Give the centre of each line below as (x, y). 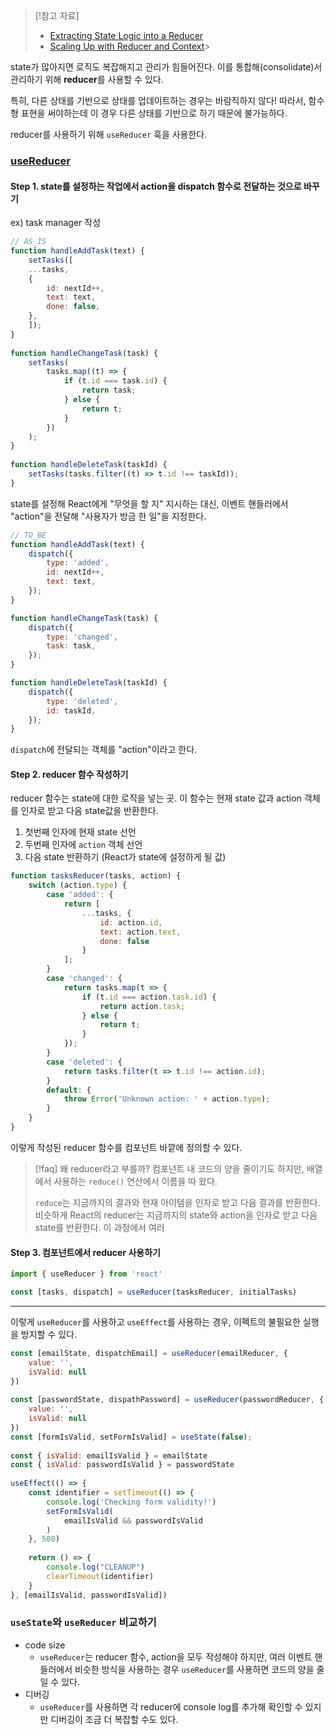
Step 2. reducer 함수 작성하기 (69, 774)
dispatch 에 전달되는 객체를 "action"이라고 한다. (104, 750)
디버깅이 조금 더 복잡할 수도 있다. (114, 1719)
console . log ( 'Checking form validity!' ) (131, 1502)
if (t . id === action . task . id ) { (149, 997)
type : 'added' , (78, 563)
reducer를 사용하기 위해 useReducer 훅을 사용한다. (109, 134)
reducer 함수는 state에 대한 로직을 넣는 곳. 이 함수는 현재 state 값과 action (156, 798)
